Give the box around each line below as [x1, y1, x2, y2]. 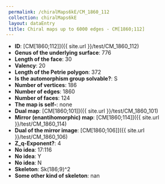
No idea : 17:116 [14, 146, 52, 154]
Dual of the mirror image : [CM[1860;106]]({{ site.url [14, 127, 145, 134]
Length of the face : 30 [14, 55, 72, 63]
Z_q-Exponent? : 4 [14, 140, 61, 147]
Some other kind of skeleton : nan [14, 172, 100, 180]
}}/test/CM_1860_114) [14, 120, 67, 128]
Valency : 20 [14, 62, 46, 69]
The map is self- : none [14, 101, 72, 108]
